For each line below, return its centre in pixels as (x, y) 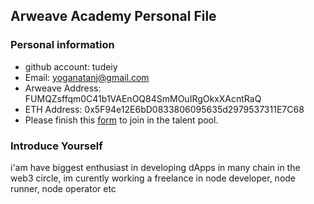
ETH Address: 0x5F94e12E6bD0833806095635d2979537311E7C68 (164, 109)
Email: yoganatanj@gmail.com (87, 77)
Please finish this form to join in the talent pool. (121, 120)
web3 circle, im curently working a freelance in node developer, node (153, 178)
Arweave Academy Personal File (113, 16)
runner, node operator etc (63, 188)
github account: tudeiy (71, 66)
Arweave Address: (63, 88)
